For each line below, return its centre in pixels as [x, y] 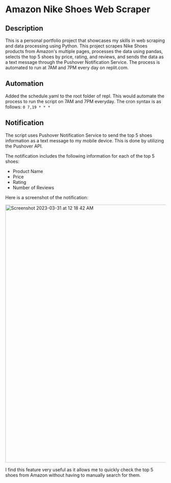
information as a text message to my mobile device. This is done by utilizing [85, 140]
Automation [24, 83]
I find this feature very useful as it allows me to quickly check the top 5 [79, 469]
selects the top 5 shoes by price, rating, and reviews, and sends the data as [84, 57]
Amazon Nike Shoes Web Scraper [78, 9]
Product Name [28, 171]
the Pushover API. [24, 146]
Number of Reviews [33, 187]
